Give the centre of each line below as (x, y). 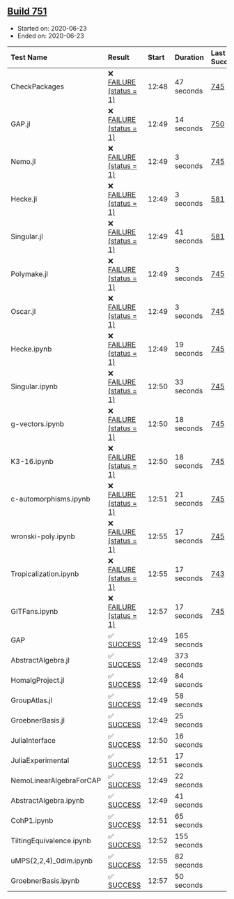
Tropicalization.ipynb (45, 573)
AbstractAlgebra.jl (40, 660)
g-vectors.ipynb (38, 423)
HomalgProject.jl (38, 680)
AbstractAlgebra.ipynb (48, 800)
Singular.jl (27, 236)
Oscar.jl (23, 311)
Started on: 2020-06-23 (52, 28)
